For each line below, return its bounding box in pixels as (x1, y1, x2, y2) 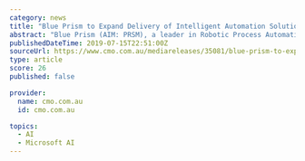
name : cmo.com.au (17, 97, 84, 106)
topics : (9, 121, 39, 131)
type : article (9, 55, 64, 64)
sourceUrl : (9, 47, 51, 56)
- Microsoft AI (17, 138, 75, 147)
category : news (9, 13, 67, 23)
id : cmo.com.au (17, 105, 75, 114)
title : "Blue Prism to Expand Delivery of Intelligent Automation (9, 22, 266, 31)
